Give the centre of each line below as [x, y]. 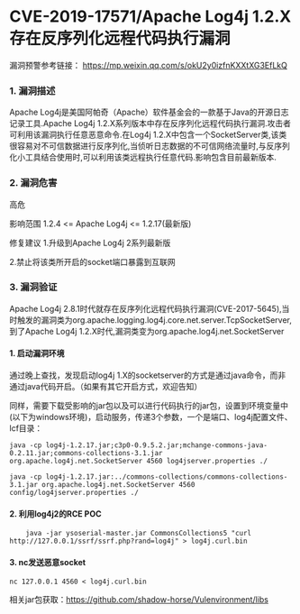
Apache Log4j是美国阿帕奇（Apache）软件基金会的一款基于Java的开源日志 [149, 112]
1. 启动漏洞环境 [37, 353]
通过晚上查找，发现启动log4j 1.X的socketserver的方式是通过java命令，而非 [148, 375]
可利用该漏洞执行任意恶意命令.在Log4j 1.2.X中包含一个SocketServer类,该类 [148, 135]
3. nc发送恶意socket [48, 562]
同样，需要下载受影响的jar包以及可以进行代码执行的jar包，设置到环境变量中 [149, 406]
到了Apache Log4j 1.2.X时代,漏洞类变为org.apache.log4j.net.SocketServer [147, 331]
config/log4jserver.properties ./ [74, 493]
